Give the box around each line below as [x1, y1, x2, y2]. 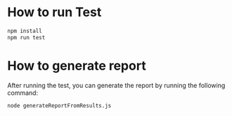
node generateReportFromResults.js [7, 102, 112, 109]
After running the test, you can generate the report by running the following [7, 81, 226, 89]
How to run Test [7, 4, 102, 20]
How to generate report [7, 58, 146, 74]
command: [7, 89, 39, 97]
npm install [7, 27, 42, 34]
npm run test [7, 34, 46, 41]
